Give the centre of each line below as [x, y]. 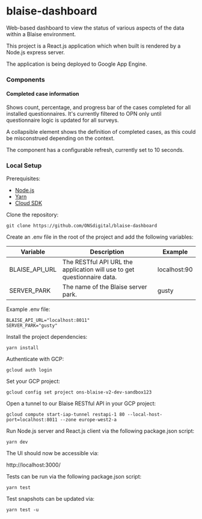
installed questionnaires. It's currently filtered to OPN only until [84, 114]
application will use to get [98, 269]
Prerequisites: [23, 178]
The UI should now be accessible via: [53, 453]
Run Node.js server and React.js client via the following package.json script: [100, 431]
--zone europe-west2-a [88, 420]
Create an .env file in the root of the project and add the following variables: [100, 237]
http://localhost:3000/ [34, 465]
